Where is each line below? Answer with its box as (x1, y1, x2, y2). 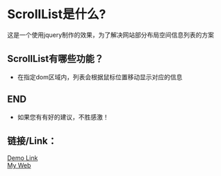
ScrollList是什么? (7, 6, 106, 22)
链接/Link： (7, 135, 57, 147)
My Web (7, 161, 31, 170)
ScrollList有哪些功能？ (7, 53, 104, 65)
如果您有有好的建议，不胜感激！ (17, 113, 109, 121)
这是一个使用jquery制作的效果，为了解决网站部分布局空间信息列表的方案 (7, 31, 214, 39)
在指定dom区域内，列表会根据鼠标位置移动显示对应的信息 (17, 72, 183, 81)
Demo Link (7, 154, 38, 162)
